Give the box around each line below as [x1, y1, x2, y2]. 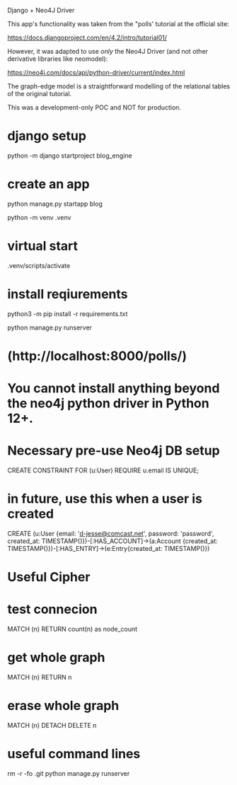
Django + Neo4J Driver [7, 6, 75, 14]
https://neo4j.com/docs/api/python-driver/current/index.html [7, 69, 185, 76]
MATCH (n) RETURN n [7, 673, 72, 682]
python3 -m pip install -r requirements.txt [7, 309, 128, 318]
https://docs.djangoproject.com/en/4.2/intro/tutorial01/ [7, 33, 168, 42]
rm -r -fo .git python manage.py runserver [7, 769, 130, 777]
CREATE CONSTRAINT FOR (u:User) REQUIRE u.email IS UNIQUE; [7, 466, 200, 475]
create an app [7, 176, 90, 192]
